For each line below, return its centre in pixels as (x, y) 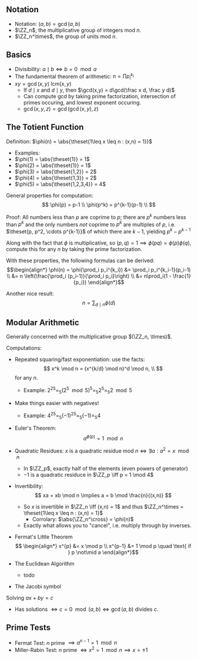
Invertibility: (29, 486)
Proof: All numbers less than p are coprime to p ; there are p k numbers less (96, 216)
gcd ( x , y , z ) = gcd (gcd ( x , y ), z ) (61, 109)
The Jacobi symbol (38, 586)
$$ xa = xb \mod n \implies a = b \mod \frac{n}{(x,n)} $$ (103, 495)
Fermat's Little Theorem (44, 537)
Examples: (27, 153)
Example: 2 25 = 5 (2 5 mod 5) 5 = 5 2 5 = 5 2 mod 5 (78, 390)
